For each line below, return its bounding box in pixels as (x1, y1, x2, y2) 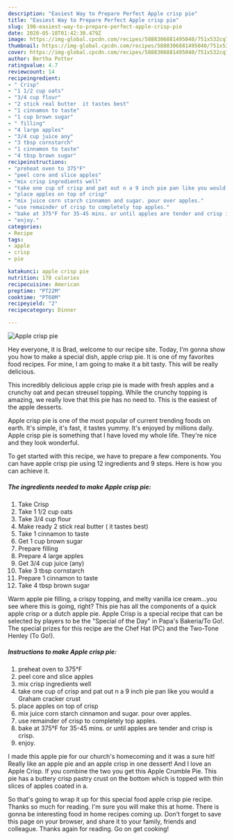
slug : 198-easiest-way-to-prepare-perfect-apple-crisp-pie (8, 23, 183, 30)
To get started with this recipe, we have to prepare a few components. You (8, 452, 222, 460)
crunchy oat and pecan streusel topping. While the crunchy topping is (8, 388, 208, 396)
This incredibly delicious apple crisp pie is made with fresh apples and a (8, 381, 215, 389)
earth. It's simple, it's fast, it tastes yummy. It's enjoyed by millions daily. (8, 424, 215, 432)
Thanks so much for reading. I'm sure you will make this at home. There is (8, 803, 219, 811)
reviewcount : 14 (8, 68, 55, 75)
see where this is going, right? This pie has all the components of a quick (8, 602, 217, 610)
